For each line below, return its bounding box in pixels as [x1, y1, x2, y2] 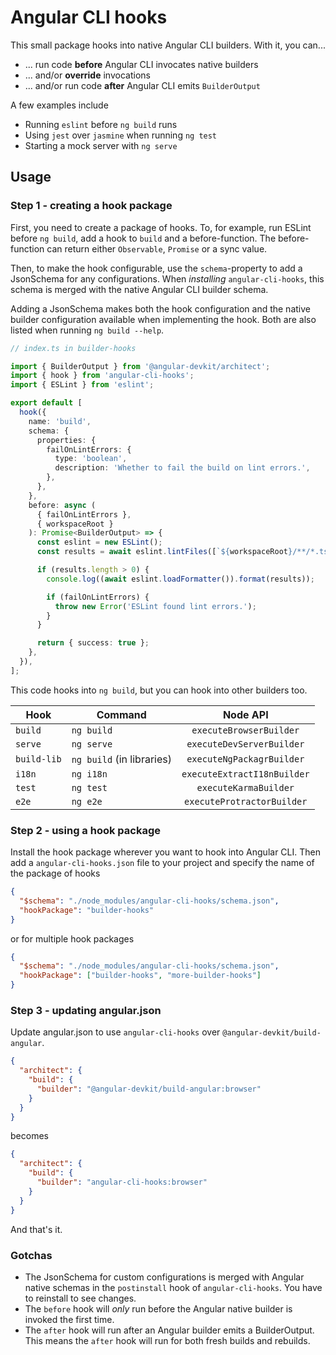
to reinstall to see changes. [24, 1292, 137, 1304]
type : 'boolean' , [54, 454, 128, 464]
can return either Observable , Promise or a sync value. [46, 242, 268, 255]
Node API [222, 707, 269, 721]
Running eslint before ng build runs [24, 118, 178, 130]
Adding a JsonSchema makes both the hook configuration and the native [10, 302, 311, 315]
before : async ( [28, 500, 97, 510]
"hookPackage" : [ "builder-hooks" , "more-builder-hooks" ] [19, 971, 262, 981]
